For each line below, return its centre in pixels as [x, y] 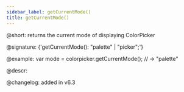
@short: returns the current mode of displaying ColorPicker [81, 35]
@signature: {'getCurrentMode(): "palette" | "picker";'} [75, 47]
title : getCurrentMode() [38, 18]
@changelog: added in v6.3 [41, 82]
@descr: [17, 70]
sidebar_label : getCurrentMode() [49, 12]
